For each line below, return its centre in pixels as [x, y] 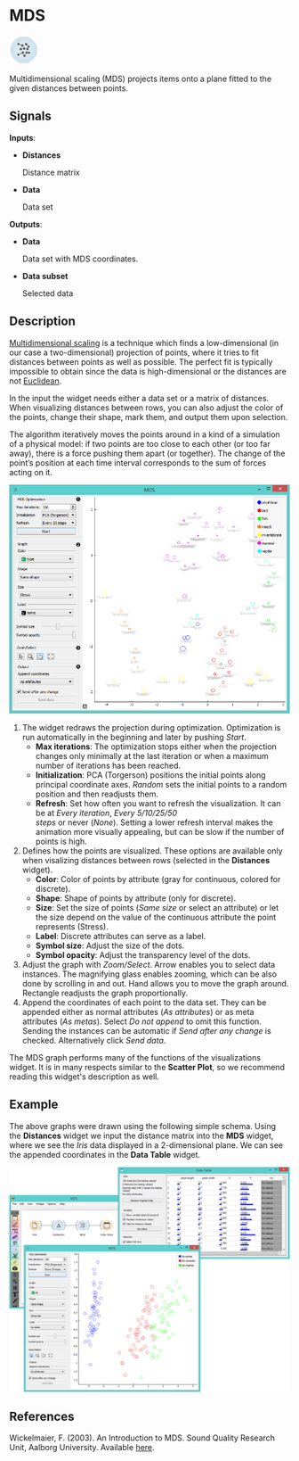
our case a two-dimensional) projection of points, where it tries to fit [134, 352]
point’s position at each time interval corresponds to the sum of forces [138, 462]
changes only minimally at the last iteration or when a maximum [152, 755]
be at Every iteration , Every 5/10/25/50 [106, 813]
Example [34, 1105]
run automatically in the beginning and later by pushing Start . [134, 737]
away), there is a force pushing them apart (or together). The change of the [147, 453]
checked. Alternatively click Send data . [94, 1040]
